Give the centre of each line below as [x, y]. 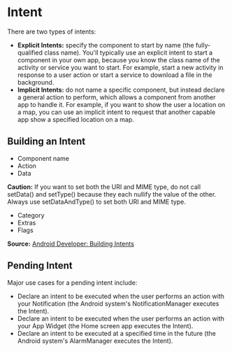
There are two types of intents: [52, 31]
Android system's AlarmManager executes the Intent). [95, 341]
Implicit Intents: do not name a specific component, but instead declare [121, 90]
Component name [43, 158]
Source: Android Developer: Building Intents [71, 244]
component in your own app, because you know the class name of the [118, 59]
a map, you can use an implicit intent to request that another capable [116, 112]
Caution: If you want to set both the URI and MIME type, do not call [104, 187]
